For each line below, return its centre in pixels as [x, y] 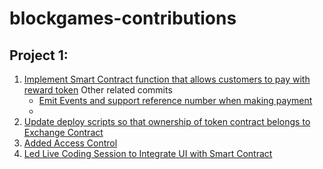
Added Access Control [70, 143]
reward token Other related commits [98, 90]
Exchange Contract [63, 132]
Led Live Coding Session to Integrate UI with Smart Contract [148, 153]
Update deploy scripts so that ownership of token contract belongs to [167, 121]
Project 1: [39, 55]
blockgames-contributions [123, 18]
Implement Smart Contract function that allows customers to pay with [167, 79]
